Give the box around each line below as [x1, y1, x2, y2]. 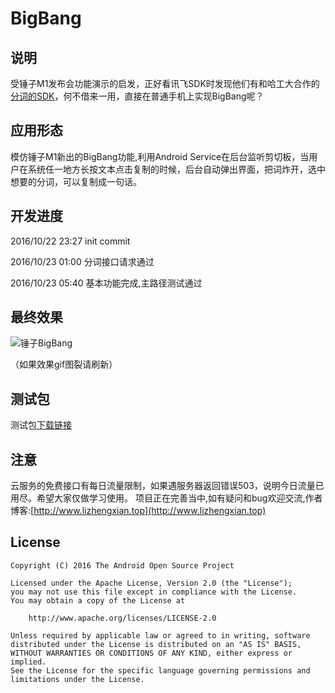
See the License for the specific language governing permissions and [10, 665, 311, 676]
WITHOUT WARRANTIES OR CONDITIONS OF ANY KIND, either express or [10, 648, 293, 658]
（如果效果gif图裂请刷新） [10, 358, 118, 371]
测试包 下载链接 [10, 419, 72, 431]
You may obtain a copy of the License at [10, 595, 186, 606]
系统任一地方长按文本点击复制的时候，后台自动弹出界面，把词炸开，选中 [27, 163, 326, 175]
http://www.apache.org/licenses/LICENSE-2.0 [28, 613, 217, 623]
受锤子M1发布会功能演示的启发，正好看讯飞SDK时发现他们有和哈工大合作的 [10, 78, 320, 89]
